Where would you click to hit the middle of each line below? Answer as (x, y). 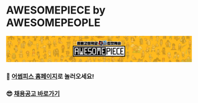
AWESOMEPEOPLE (53, 23)
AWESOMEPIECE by (56, 10)
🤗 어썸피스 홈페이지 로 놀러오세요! (50, 76)
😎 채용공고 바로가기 (33, 94)
